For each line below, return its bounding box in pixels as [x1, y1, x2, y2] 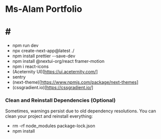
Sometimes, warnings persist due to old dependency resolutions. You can [5, 108, 157, 114]
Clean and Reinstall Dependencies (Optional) [5, 97, 116, 104]
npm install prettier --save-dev [12, 53, 76, 59]
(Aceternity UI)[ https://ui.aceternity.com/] [12, 69, 98, 75]
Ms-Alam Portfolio [5, 3, 82, 15]
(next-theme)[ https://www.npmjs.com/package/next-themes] [12, 79, 139, 85]
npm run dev [12, 43, 39, 48]
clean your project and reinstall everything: [5, 113, 93, 119]
